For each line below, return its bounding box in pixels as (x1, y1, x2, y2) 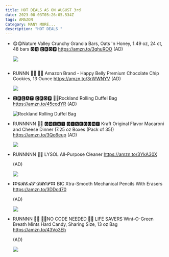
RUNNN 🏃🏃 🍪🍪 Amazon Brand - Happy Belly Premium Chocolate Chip (12, 70, 159, 77)
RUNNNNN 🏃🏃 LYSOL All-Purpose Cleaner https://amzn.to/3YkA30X (12, 151, 157, 157)
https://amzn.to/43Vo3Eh (12, 227, 66, 233)
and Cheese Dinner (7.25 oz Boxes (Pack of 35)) (12, 126, 114, 133)
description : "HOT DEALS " (5, 27, 63, 32)
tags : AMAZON (5, 17, 33, 22)
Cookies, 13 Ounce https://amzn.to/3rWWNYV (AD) (12, 76, 122, 82)
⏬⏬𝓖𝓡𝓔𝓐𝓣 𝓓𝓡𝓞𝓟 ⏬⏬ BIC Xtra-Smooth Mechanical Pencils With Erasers (12, 181, 163, 187)
